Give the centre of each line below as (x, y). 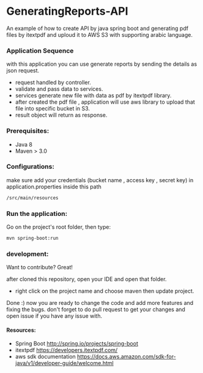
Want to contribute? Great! (40, 267)
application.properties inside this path (54, 186)
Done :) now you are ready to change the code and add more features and (100, 303)
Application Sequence (40, 50)
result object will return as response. (61, 115)
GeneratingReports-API (67, 11)
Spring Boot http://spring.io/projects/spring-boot (77, 344)
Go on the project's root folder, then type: (59, 227)
